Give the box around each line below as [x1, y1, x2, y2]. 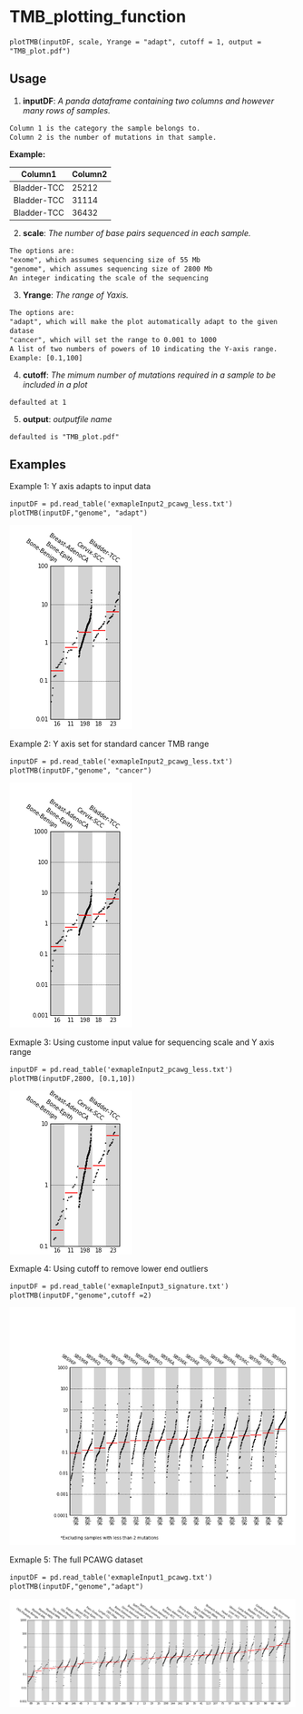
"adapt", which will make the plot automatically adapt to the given [9, 317, 279, 326]
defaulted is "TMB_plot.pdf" [9, 432, 120, 441]
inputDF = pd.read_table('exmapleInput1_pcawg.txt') [9, 1572, 213, 1581]
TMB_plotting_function [9, 6, 187, 27]
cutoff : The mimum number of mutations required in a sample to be [22, 369, 277, 380]
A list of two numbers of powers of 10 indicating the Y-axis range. [9, 344, 279, 353]
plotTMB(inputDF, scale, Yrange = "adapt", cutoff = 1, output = [9, 37, 261, 46]
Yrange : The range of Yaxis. [22, 289, 129, 300]
